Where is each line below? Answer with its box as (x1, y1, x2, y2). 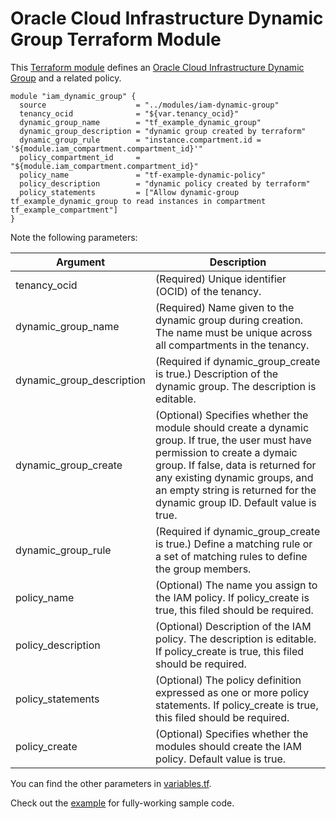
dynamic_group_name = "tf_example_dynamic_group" (19, 117, 262, 127)
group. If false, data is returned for (155, 458, 317, 472)
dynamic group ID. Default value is (155, 495, 317, 509)
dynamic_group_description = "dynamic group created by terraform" (19, 126, 307, 136)
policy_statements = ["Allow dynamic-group (19, 187, 240, 197)
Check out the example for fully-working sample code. (10, 797, 235, 809)
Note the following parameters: (10, 231, 138, 243)
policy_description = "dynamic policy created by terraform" (19, 178, 311, 189)
